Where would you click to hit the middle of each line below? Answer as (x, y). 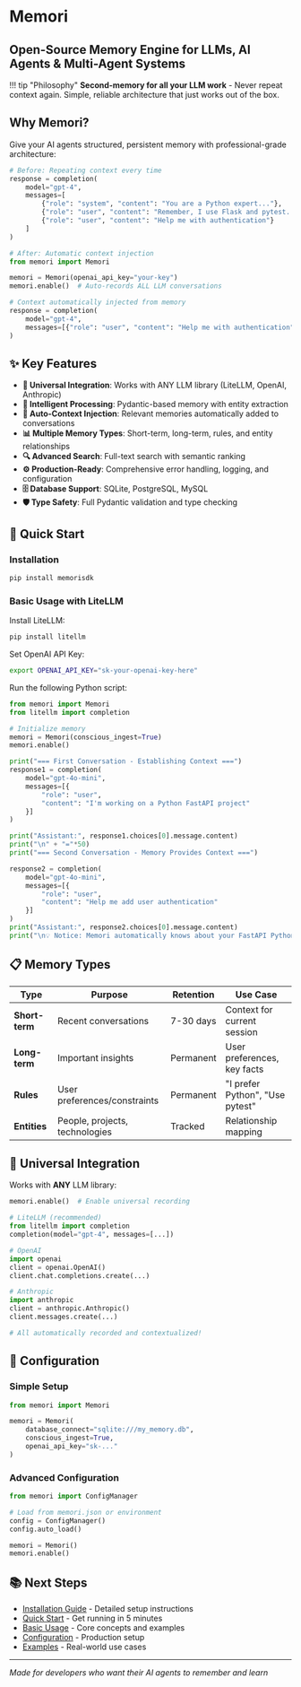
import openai (36, 1259)
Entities (30, 1126)
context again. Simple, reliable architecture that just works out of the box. (145, 95)
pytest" (241, 1106)
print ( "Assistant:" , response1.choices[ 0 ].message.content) (124, 836)
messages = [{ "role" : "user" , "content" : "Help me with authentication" (160, 327)
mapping (244, 1132)
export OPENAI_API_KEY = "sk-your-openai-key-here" (104, 671)
